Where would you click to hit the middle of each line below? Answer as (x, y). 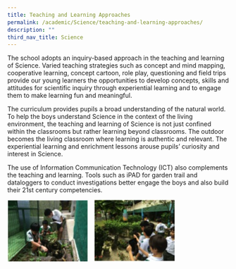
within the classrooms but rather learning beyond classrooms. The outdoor (116, 132)
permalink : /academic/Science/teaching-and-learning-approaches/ (105, 22)
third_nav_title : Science (45, 37)
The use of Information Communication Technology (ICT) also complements (118, 168)
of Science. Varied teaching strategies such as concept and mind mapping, (116, 65)
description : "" (31, 30)
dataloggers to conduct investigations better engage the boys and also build (118, 182)
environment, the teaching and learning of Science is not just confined (109, 124)
